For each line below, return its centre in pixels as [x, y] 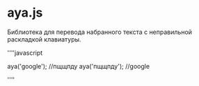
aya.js [25, 13]
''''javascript [25, 53]
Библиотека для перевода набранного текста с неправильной [100, 32]
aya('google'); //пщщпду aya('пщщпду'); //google [79, 66]
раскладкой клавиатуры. [44, 39]
